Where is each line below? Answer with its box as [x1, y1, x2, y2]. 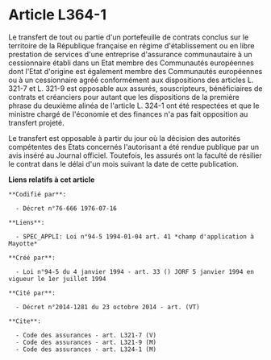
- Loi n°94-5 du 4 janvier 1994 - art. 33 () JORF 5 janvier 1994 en [15, 267, 254, 275]
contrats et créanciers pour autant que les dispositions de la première [8, 92, 240, 101]
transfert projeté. [8, 118, 65, 127]
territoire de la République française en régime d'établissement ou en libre [8, 40, 255, 50]
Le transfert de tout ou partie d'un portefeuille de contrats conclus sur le [8, 32, 249, 42]
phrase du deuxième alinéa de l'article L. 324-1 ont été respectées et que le [8, 101, 260, 110]
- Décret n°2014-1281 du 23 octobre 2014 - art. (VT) [15, 303, 200, 311]
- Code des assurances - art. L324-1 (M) [15, 345, 157, 354]
